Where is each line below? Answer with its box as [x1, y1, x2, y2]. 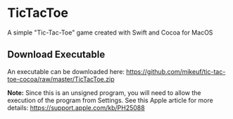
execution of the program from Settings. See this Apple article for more [7, 96, 213, 104]
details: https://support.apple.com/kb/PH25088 [7, 104, 146, 112]
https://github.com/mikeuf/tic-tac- [126, 67, 226, 75]
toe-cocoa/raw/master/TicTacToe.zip [7, 75, 115, 83]
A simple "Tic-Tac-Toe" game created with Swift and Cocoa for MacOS [7, 28, 213, 37]
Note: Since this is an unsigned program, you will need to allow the [7, 88, 201, 96]
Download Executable [7, 49, 106, 61]
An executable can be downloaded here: [7, 67, 125, 75]
